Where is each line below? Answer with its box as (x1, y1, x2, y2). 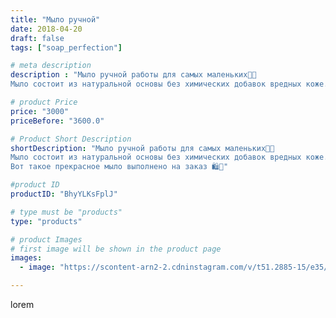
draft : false (10, 33, 65, 43)
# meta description (10, 61, 92, 71)
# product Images (10, 234, 83, 245)
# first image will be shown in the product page (10, 244, 222, 254)
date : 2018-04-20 (10, 24, 83, 34)
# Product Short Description (10, 134, 132, 144)
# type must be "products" (10, 207, 123, 217)
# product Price (10, 97, 78, 107)
